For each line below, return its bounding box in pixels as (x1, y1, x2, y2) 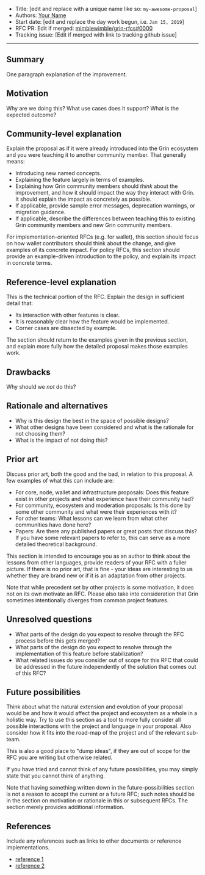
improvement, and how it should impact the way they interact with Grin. (15, 189, 195, 196)
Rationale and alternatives (6, 401, 109, 411)
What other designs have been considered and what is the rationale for (15, 423, 194, 431)
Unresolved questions (6, 614, 93, 625)
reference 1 (15, 855, 44, 863)
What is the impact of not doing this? (15, 436, 108, 444)
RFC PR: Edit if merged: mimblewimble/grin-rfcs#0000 (15, 24, 153, 32)
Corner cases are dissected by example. (15, 325, 117, 332)
